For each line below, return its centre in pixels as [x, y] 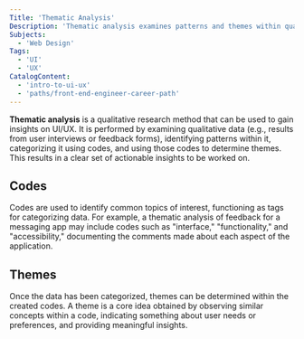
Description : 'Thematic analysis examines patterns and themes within [145, 26]
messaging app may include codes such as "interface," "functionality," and [149, 227]
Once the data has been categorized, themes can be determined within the [149, 297]
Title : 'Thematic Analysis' [62, 18]
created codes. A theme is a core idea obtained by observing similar [137, 306]
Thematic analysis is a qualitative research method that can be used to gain [152, 119]
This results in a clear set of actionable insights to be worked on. [130, 157]
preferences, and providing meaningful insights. [99, 325]
